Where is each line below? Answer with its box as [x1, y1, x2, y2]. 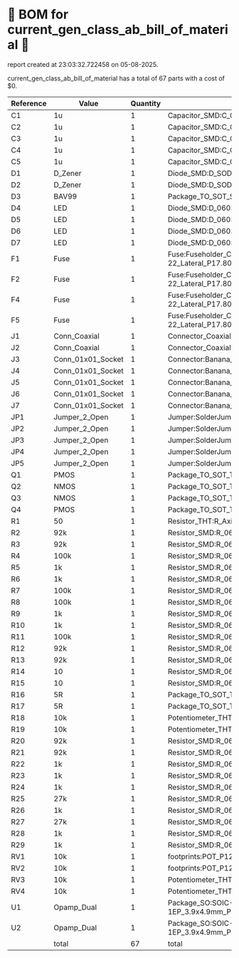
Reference [11, 98, 47, 108]
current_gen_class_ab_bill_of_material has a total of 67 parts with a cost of [7, 74, 225, 83]
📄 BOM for [7, 6, 69, 23]
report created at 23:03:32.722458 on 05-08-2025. [7, 60, 159, 68]
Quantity [130, 98, 161, 108]
